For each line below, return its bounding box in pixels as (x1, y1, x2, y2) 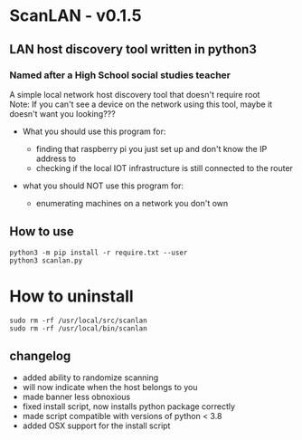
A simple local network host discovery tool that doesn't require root (9, 89, 260, 100)
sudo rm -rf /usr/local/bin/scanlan (9, 323, 147, 333)
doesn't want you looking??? (9, 108, 116, 119)
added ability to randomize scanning (22, 372, 159, 383)
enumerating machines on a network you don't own (35, 197, 229, 208)
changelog (9, 349, 71, 364)
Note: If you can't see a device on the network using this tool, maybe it (9, 99, 273, 110)
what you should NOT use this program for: (22, 180, 184, 191)
